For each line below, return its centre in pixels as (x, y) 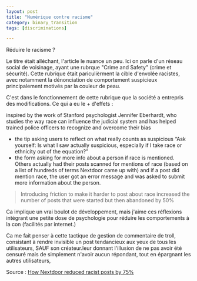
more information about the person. (58, 183)
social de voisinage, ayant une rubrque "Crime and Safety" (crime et (89, 68)
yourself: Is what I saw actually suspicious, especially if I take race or (98, 145)
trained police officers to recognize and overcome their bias (79, 128)
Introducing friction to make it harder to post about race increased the (105, 194)
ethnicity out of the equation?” (51, 152)
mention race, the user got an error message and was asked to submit (100, 176)
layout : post (22, 11)
